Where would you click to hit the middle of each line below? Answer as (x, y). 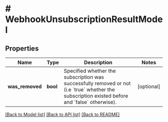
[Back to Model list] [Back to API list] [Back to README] (62, 114)
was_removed (25, 86)
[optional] (149, 86)
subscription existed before (96, 96)
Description (98, 62)
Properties (22, 48)
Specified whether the (90, 71)
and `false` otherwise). (90, 102)
